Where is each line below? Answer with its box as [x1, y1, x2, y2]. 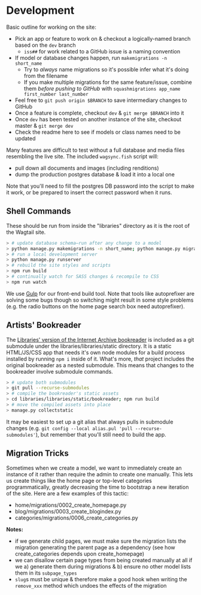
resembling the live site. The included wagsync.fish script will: [6, 152, 159, 160]
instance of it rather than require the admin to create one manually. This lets [6, 470, 193, 477]
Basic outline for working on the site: [6, 23, 97, 31]
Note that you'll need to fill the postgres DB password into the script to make [6, 182, 194, 190]
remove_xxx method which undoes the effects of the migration [14, 582, 167, 589]
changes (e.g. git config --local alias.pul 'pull [6, 424, 133, 432]
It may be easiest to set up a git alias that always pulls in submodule [6, 418, 173, 425]
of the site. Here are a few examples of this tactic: [6, 489, 129, 497]
